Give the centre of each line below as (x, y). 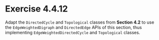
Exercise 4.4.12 (37, 9)
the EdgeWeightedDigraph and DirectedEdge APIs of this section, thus (73, 27)
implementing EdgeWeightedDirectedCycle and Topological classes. (73, 32)
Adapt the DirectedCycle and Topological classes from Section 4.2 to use (80, 22)
